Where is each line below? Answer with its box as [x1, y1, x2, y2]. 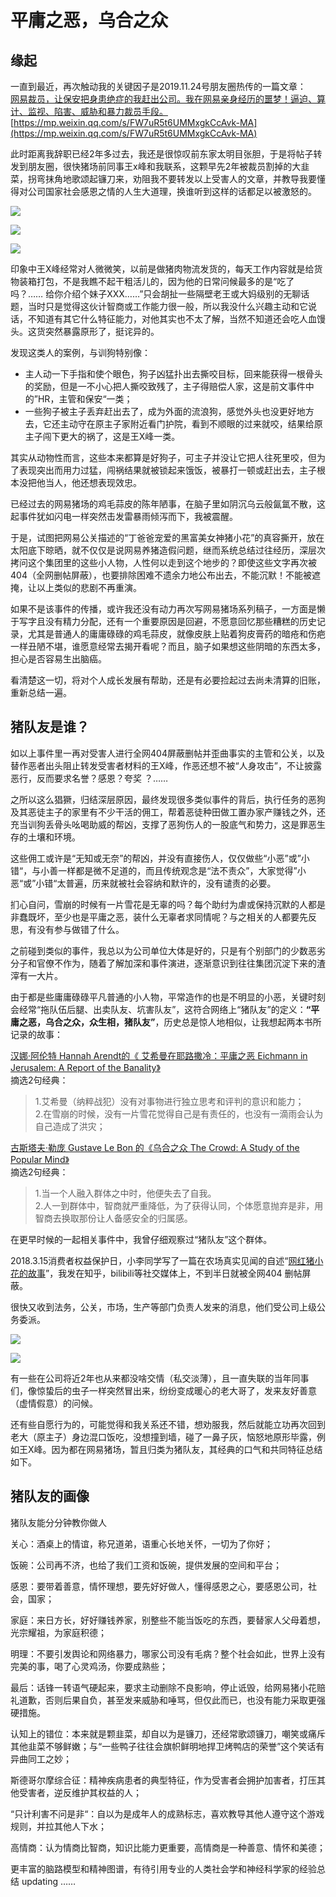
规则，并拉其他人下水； [10, 1820, 107, 1832]
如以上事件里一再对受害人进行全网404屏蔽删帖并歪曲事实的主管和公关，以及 [10, 747, 325, 759]
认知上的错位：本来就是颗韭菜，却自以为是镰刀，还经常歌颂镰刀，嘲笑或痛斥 [10, 1727, 326, 1740]
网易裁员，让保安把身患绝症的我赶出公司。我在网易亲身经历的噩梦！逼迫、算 [10, 93, 326, 105]
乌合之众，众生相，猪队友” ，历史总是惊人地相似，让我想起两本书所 [44, 1016, 322, 1028]
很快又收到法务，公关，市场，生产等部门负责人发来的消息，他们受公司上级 [10, 1301, 317, 1313]
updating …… [21, 1875, 77, 1887]
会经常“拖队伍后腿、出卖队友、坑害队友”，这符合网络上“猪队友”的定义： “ [10, 1003, 312, 1015]
